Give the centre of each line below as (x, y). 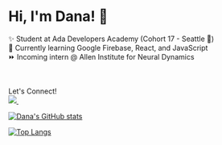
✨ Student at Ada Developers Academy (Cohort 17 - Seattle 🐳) (111, 39)
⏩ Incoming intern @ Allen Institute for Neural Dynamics (101, 56)
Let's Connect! (33, 91)
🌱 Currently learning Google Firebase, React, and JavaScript (108, 48)
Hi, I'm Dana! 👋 (58, 17)
